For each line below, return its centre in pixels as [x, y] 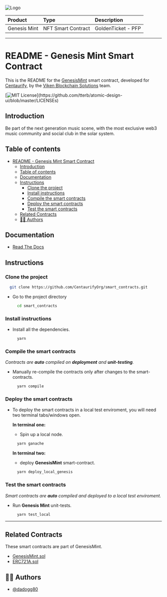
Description [109, 20]
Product [17, 20]
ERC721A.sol [25, 562]
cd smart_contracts [37, 306]
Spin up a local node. [41, 435]
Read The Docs [28, 247]
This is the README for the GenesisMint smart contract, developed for [77, 80]
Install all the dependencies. [41, 329]
